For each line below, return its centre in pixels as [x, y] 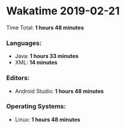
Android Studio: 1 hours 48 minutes [59, 91]
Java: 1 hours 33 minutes [47, 56]
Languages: [24, 43]
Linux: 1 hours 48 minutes [47, 119]
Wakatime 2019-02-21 [63, 11]
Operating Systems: [36, 106]
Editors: [18, 78]
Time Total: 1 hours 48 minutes [45, 28]
